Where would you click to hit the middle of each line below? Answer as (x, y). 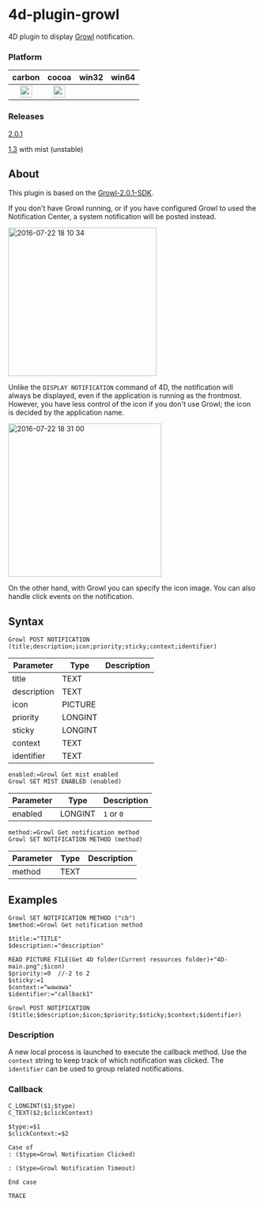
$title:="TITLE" (35, 939)
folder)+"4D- (206, 959)
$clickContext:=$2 (38, 1133)
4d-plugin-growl (64, 15)
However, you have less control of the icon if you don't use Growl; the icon (130, 404)
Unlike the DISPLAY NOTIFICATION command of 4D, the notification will (121, 387)
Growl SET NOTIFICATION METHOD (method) (76, 840)
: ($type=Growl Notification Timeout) (72, 1168)
